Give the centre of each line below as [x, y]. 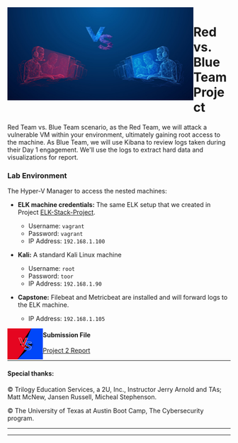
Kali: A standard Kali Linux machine [69, 255]
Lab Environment [37, 175]
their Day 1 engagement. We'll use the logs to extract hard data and [106, 150]
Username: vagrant [56, 226]
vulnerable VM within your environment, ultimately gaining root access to [114, 135]
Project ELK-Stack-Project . [56, 213]
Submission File [67, 335]
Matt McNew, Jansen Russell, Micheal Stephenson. [82, 397]
